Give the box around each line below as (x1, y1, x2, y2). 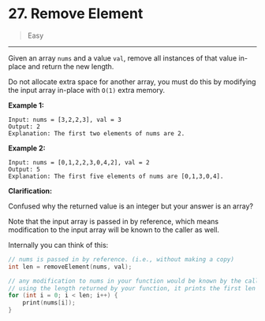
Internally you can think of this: (8, 240, 109, 249)
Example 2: (8, 143, 46, 153)
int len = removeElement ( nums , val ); (8, 263, 132, 271)
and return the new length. (27, 61, 114, 71)
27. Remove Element (8, 5, 144, 23)
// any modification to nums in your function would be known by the (8, 277, 242, 285)
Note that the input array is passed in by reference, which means (8, 216, 219, 226)
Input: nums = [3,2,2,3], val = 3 (8, 116, 122, 124)
